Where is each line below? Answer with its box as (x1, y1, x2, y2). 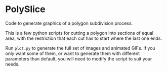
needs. (5, 61, 20, 67)
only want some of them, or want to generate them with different (5, 50, 140, 56)
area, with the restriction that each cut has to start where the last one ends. (5, 35, 162, 41)
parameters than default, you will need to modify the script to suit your (5, 55, 152, 61)
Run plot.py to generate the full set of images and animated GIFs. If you (5, 45, 155, 51)
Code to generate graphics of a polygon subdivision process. (5, 20, 133, 26)
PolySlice (5, 4, 46, 15)
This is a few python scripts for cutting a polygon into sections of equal (5, 30, 153, 36)
